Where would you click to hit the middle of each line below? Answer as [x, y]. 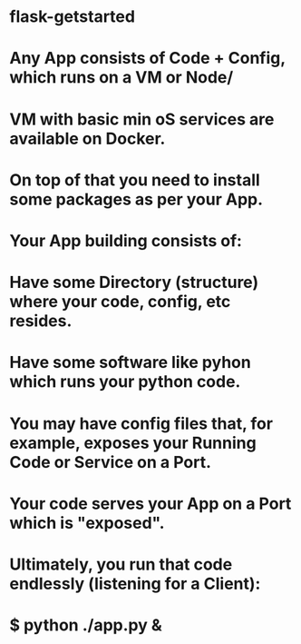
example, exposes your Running [133, 443]
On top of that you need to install [135, 180]
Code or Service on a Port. [110, 462]
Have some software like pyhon [130, 363]
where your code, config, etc [120, 302]
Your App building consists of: [126, 240]
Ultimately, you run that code [121, 564]
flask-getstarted [73, 17]
